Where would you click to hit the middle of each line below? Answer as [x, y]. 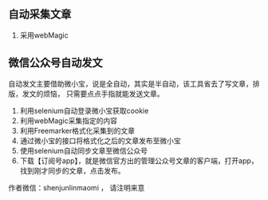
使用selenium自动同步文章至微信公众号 [84, 150]
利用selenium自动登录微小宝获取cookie [84, 110]
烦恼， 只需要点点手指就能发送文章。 [103, 94]
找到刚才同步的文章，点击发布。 [72, 170]
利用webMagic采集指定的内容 [69, 120]
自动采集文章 [40, 14]
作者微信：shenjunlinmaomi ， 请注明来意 [77, 187]
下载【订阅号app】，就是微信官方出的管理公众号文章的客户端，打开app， [139, 160]
